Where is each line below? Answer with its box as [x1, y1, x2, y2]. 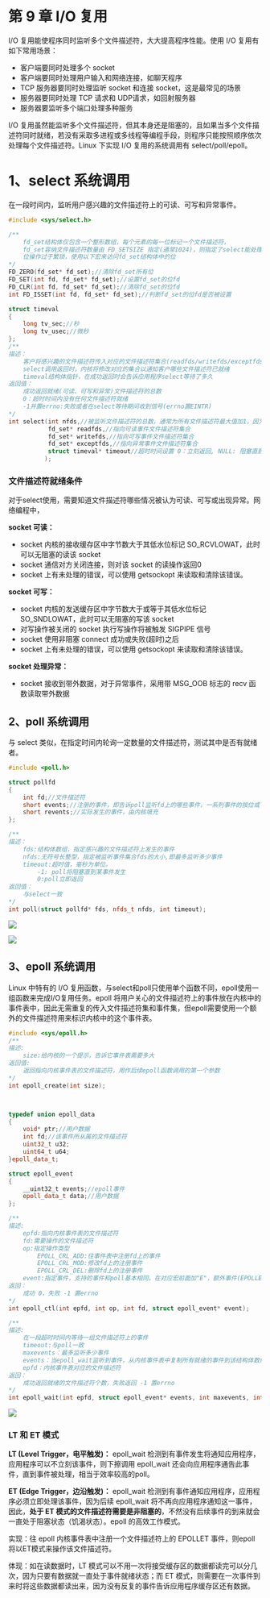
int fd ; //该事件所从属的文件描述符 [22, 1133, 127, 1141]
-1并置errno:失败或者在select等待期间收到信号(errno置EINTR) [22, 402, 213, 410]
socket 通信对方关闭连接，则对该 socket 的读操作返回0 [19, 560, 202, 569]
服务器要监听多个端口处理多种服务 [19, 102, 133, 113]
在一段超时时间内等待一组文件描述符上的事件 [22, 1334, 149, 1342]
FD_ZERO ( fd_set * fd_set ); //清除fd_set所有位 [8, 268, 154, 277]
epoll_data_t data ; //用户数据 [22, 1192, 119, 1201]
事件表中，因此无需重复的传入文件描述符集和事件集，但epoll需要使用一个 [8, 1003, 250, 1013]
